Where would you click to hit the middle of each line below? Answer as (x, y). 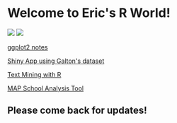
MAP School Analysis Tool (45, 88)
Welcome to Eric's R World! (89, 13)
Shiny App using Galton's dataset (56, 61)
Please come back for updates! (77, 111)
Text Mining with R (34, 74)
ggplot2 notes (28, 47)
